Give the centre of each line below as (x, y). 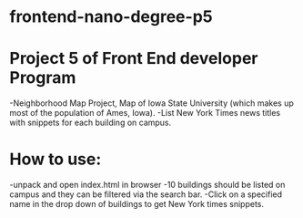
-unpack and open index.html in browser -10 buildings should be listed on (147, 185)
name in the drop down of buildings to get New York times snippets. (137, 204)
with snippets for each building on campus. (91, 123)
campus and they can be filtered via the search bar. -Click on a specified (146, 194)
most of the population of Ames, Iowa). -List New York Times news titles (145, 113)
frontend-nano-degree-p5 (111, 17)
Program (43, 78)
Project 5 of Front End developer (134, 59)
